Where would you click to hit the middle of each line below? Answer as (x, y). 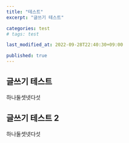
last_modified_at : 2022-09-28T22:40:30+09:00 (64, 45)
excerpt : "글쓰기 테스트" (35, 17)
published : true (27, 56)
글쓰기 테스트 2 (33, 118)
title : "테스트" (25, 12)
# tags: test (23, 34)
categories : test (28, 28)
